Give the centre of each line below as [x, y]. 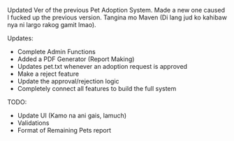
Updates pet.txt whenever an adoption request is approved [102, 66]
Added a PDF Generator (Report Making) [76, 59]
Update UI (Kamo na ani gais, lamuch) [72, 115]
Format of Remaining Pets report [64, 130]
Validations [33, 123]
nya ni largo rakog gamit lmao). [52, 25]
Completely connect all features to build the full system [97, 89]
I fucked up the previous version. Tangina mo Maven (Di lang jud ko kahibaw [117, 17]
